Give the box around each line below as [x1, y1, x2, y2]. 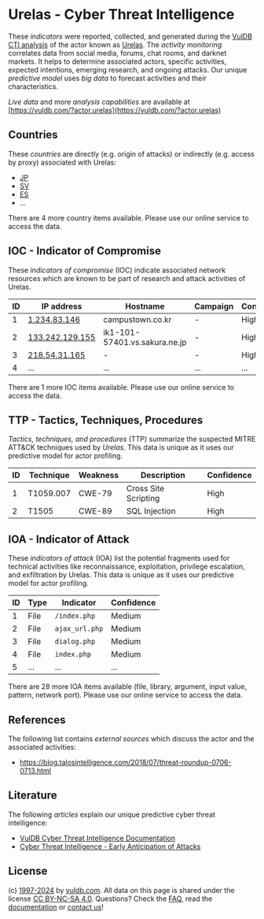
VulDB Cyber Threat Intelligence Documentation [19, 833, 176, 843]
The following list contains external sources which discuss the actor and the [8, 734, 255, 743]
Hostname [125, 301, 165, 312]
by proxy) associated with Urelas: [8, 157, 116, 167]
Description [140, 470, 186, 481]
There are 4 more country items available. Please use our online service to [8, 213, 249, 222]
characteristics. [8, 81, 59, 91]
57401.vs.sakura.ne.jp [103, 336, 187, 347]
